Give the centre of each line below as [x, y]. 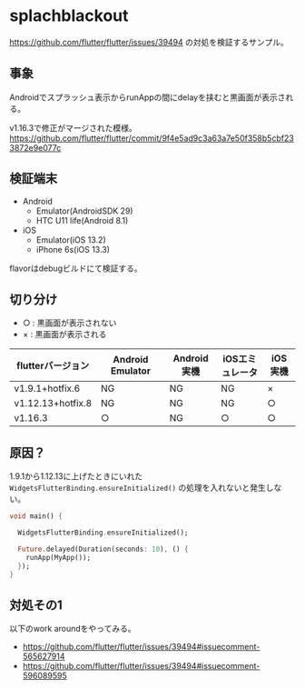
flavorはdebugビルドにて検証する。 [76, 268]
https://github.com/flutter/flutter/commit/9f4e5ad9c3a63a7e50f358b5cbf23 [152, 138]
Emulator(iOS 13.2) [71, 240]
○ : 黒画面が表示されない [69, 323]
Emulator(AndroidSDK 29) [84, 211]
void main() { [36, 516]
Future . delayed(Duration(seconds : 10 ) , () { [103, 549]
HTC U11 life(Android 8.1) [82, 220]
